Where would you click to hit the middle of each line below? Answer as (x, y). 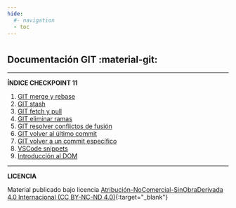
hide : (15, 14)
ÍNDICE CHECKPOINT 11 (42, 83)
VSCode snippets (42, 148)
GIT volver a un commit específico (67, 141)
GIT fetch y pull (40, 111)
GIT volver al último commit (57, 133)
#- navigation (34, 20)
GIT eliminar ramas (45, 118)
